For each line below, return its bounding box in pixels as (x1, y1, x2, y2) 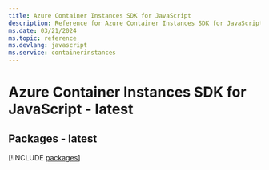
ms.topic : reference (8, 34, 78, 42)
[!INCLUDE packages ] (8, 153, 81, 162)
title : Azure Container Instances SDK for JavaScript (8, 11, 192, 20)
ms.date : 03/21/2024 (8, 26, 78, 34)
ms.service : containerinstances (8, 49, 116, 57)
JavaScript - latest (8, 101, 134, 118)
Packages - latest (8, 132, 98, 145)
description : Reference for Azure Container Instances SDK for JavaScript (8, 19, 263, 27)
